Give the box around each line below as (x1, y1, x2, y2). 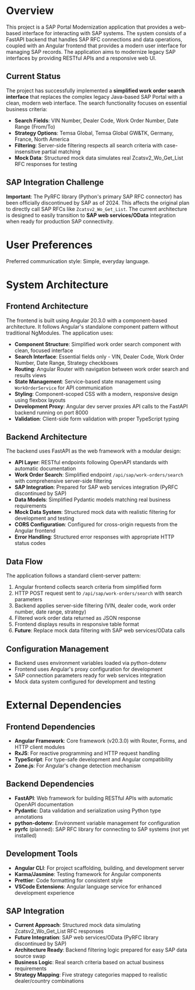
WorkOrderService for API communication (14, 384, 113, 391)
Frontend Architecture (6, 301, 88, 311)
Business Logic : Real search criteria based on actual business (14, 959, 164, 966)
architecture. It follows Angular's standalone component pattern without (6, 323, 179, 330)
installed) (14, 832, 37, 839)
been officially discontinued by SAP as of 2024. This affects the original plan (6, 199, 190, 206)
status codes (14, 540, 46, 547)
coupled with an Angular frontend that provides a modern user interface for (6, 42, 187, 49)
